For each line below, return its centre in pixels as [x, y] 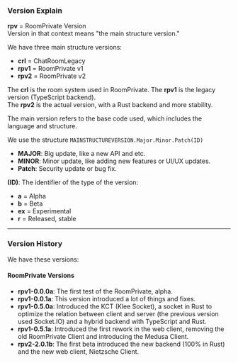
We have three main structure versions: [65, 48]
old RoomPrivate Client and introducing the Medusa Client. [103, 336]
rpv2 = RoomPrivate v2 [52, 76]
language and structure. [42, 126]
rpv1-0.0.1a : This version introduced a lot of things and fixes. [107, 298]
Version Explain [35, 11]
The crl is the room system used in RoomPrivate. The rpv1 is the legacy [112, 90]
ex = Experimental [44, 211]
